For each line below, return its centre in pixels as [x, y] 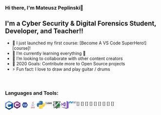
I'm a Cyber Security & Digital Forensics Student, [81, 24]
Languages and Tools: [32, 93]
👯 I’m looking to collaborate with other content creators [67, 58]
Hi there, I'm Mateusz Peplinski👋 [44, 8]
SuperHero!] [134, 43]
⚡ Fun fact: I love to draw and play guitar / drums [61, 69]
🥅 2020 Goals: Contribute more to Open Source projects [69, 63]
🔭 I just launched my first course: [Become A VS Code [66, 43]
